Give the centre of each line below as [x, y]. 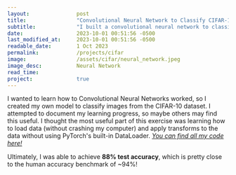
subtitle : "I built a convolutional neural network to [108, 27]
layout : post [48, 14]
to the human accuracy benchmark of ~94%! [73, 164]
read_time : [23, 72]
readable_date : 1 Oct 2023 [58, 46]
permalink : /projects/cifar [66, 53]
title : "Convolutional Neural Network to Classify [106, 20]
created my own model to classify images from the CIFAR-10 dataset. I [109, 106]
